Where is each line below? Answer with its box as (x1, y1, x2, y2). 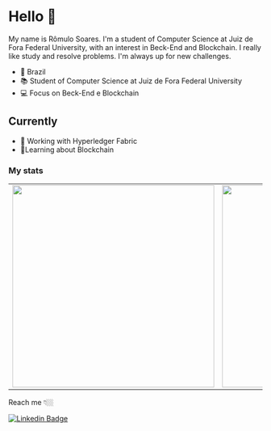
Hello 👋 (8, 7, 56, 26)
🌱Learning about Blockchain (19, 145, 115, 154)
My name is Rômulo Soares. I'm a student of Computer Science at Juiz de (8, 34, 254, 44)
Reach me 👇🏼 (8, 398, 54, 408)
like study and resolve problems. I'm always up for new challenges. (8, 51, 231, 61)
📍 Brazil (19, 66, 46, 76)
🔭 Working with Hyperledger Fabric (19, 136, 138, 146)
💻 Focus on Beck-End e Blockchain (19, 88, 140, 98)
